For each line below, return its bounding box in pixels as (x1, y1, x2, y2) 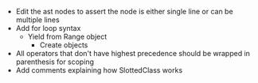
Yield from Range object (27, 32, 107, 41)
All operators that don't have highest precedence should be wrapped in (15, 49, 251, 58)
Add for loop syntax (15, 24, 81, 32)
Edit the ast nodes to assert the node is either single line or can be (15, 7, 233, 16)
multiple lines (15, 15, 60, 25)
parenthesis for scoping (15, 57, 94, 66)
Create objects (39, 40, 88, 50)
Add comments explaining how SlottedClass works (15, 66, 183, 74)
